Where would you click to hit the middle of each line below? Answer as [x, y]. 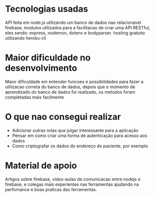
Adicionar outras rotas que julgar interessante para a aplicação [75, 130]
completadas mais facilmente [35, 97]
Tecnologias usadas [47, 9]
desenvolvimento [41, 68]
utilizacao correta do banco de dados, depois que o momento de [70, 87]
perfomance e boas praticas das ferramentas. [51, 189]
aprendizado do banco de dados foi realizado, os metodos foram [70, 92]
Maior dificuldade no [48, 58]
